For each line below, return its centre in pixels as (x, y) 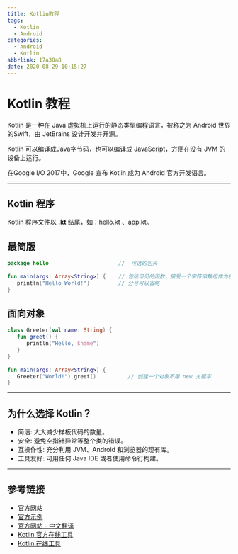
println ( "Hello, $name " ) (63, 344)
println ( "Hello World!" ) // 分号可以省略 (88, 283)
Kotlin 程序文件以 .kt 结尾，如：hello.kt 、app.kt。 (80, 222)
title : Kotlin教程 (33, 14)
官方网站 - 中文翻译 (46, 526)
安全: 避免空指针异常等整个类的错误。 (72, 441)
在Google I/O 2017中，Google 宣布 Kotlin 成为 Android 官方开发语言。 (109, 173)
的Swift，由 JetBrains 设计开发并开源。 (64, 134)
